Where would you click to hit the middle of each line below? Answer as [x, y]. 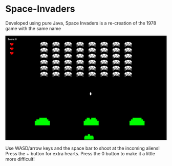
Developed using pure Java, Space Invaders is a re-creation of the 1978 [81, 23]
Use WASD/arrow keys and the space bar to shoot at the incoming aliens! [83, 148]
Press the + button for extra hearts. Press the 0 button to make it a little [80, 154]
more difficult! [20, 159]
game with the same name [33, 28]
